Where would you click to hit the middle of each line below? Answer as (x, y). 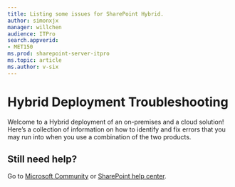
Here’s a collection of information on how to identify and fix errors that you (117, 129)
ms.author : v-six (33, 67)
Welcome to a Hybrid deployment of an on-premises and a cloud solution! (116, 122)
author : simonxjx (33, 21)
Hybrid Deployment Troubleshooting (118, 102)
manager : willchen (35, 27)
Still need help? (42, 159)
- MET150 (20, 47)
